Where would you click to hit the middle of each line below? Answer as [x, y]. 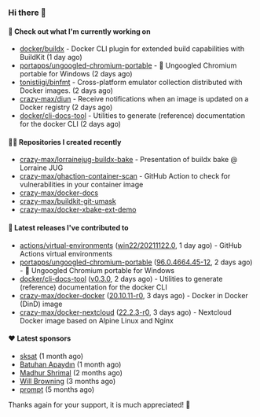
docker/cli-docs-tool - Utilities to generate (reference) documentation [132, 116]
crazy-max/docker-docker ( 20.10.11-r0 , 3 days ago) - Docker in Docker [134, 295]
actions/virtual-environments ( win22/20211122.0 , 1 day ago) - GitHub [130, 245]
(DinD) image [41, 304]
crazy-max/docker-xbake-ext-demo [78, 210]
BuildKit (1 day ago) [51, 57]
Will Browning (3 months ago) [68, 381]
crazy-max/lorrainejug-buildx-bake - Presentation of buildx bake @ [128, 160]
